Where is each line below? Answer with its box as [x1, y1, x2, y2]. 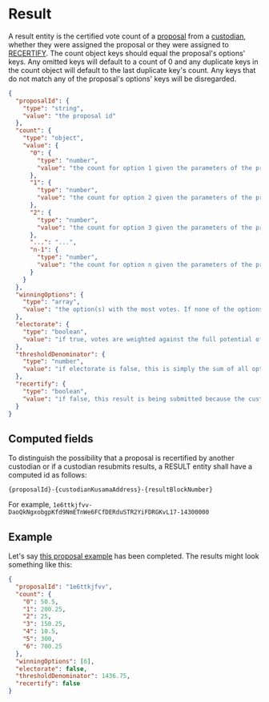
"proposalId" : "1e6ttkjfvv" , [15, 583, 113, 591]
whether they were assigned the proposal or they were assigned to [8, 39, 230, 49]
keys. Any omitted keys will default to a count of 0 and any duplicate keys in [8, 57, 259, 67]
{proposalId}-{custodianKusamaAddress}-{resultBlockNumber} [8, 486, 214, 494]
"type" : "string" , [22, 104, 84, 112]
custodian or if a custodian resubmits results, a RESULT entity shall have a [8, 462, 253, 471]
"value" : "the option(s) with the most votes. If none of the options [22, 305, 263, 313]
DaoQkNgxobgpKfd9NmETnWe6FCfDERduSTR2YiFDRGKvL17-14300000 [8, 508, 210, 517]
